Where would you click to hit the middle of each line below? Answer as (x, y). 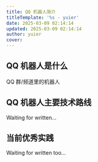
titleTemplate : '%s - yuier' (43, 18)
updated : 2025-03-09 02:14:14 (44, 29)
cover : (14, 40)
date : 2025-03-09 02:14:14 (40, 23)
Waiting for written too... (36, 153)
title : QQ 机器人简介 (31, 12)
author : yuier (24, 34)
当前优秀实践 (30, 138)
